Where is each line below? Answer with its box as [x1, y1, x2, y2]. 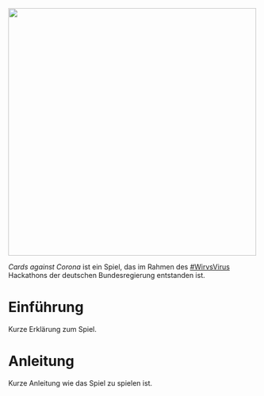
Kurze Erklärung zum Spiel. [8, 324, 98, 333]
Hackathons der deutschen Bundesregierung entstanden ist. [8, 271, 205, 280]
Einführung [8, 299, 84, 316]
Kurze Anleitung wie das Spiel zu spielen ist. [8, 378, 153, 387]
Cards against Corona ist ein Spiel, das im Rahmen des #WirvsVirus [8, 262, 230, 272]
